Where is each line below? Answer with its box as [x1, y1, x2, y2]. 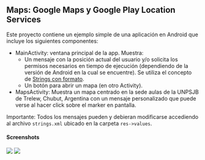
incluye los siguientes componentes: [6, 37, 99, 45]
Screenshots [6, 134, 40, 141]
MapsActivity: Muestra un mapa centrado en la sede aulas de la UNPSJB [15, 88, 199, 96]
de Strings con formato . [24, 75, 84, 82]
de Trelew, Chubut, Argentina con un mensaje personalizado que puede [15, 94, 196, 102]
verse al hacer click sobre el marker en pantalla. [15, 101, 136, 109]
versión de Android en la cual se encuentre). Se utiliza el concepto [24, 69, 192, 76]
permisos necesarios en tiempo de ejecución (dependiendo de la [24, 62, 188, 69]
